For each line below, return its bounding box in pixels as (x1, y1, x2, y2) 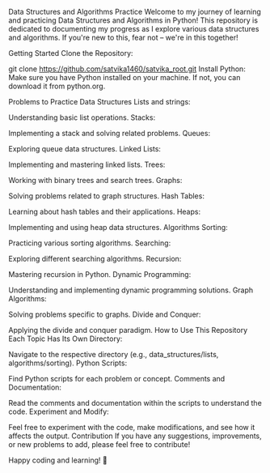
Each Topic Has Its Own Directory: (8, 334, 123, 343)
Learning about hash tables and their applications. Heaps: (8, 207, 200, 216)
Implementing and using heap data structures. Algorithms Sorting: (8, 223, 228, 232)
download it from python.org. (8, 81, 106, 91)
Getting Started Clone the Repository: (8, 49, 133, 58)
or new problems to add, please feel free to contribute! (8, 440, 191, 449)
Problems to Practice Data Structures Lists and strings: (8, 97, 192, 106)
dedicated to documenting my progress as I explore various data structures (8, 24, 259, 33)
